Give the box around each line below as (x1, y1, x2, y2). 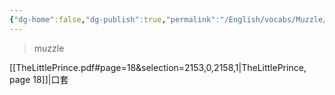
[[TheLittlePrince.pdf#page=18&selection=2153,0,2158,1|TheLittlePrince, (9, 61, 307, 73)
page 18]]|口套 (9, 73, 69, 85)
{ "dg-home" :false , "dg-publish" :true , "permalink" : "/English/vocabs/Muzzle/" (9, 14, 332, 25)
